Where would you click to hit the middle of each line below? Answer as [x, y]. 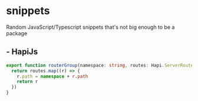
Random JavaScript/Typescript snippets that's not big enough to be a [90, 27]
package [17, 33]
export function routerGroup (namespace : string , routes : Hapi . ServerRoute [100, 65]
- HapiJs [22, 52]
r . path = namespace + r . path [52, 76]
